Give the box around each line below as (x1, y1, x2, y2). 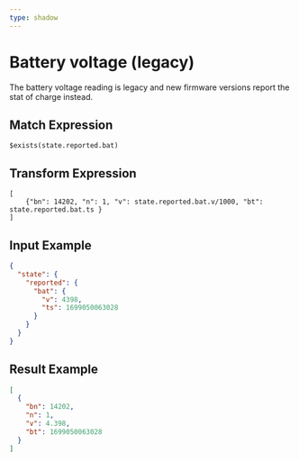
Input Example (9, 238, 92, 253)
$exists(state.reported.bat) (9, 141, 119, 150)
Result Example (9, 362, 99, 377)
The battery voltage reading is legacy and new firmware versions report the (9, 82, 290, 93)
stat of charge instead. (9, 91, 94, 102)
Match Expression (9, 117, 113, 132)
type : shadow (9, 13, 59, 23)
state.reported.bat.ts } (9, 205, 103, 214)
